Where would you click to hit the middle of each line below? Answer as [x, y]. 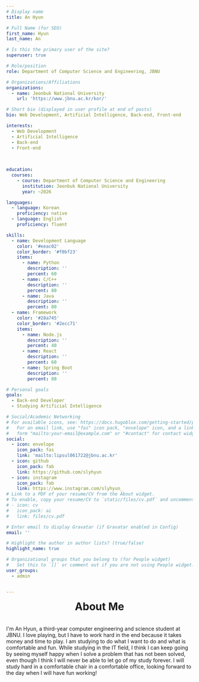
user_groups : [22, 570]
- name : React [39, 351]
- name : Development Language [49, 241]
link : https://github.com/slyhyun [59, 472]
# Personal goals [28, 390]
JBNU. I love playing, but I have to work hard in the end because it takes [94, 635]
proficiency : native [42, 214]
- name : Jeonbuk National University [58, 93]
